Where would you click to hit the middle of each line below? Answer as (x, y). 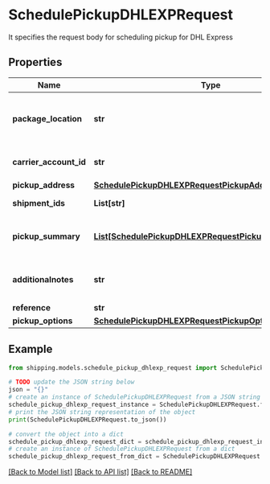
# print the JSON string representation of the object (102, 412)
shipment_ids (39, 203)
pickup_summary (46, 236)
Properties (35, 62)
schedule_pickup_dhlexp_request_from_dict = (84, 457)
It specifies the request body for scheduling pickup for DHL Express (121, 37)
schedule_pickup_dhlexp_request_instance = (82, 405)
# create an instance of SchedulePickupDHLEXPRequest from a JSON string (135, 397)
